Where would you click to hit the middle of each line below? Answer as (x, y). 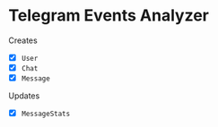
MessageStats (46, 114)
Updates (24, 96)
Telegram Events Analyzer (109, 16)
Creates (23, 40)
